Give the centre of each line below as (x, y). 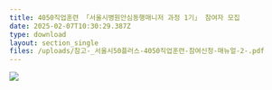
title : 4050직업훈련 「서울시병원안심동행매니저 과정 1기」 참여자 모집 (125, 18)
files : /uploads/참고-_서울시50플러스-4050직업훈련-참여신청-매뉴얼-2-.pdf (137, 51)
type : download (38, 34)
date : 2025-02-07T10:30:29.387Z (70, 26)
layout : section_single (54, 43)
